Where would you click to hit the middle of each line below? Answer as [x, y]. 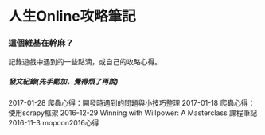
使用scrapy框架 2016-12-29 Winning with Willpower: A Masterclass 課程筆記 [133, 113]
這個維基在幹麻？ [41, 43]
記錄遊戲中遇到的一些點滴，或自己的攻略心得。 [85, 62]
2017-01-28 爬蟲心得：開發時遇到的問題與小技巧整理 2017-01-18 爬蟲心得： [132, 103]
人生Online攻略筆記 [72, 16]
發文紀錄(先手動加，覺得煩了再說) [63, 82]
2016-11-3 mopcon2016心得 [54, 123]
